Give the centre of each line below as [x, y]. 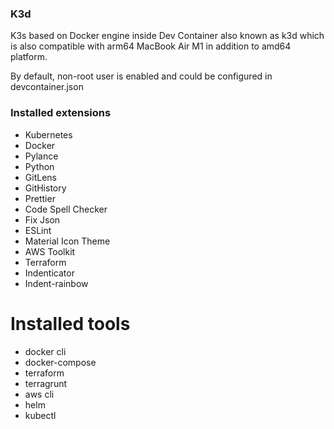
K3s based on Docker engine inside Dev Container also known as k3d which [167, 36]
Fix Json [42, 219]
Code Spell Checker [66, 209]
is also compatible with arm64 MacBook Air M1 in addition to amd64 [151, 46]
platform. [29, 57]
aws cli [39, 394]
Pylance [41, 156]
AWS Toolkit [50, 251]
